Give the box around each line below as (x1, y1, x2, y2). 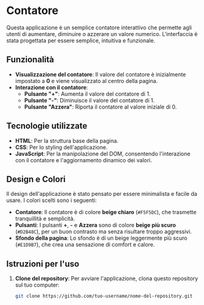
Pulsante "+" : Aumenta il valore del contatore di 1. (24, 90, 151, 98)
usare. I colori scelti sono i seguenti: (6, 196, 97, 204)
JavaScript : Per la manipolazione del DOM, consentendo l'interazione (15, 150, 191, 157)
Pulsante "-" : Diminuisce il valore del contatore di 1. (24, 96, 155, 104)
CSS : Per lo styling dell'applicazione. (15, 143, 108, 151)
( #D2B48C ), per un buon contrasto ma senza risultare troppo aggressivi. (15, 228, 192, 235)
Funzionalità (6, 54, 54, 65)
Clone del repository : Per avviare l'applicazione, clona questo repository (15, 275, 199, 282)
